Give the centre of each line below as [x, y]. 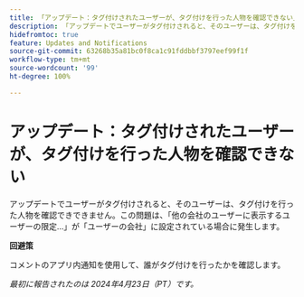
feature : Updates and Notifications [78, 43]
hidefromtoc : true [44, 34]
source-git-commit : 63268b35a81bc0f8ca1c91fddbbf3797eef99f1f [129, 51]
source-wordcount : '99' [54, 69]
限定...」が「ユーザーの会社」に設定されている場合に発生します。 [162, 226]
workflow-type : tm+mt [50, 60]
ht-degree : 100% [40, 77]
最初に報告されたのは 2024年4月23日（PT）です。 [104, 283]
